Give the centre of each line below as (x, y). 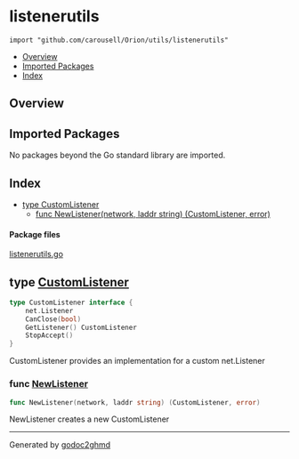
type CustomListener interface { (71, 302)
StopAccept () (49, 335)
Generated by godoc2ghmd (60, 445)
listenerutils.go (36, 254)
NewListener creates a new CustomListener (89, 419)
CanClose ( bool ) (53, 319)
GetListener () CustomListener (81, 327)
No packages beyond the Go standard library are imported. (117, 155)
